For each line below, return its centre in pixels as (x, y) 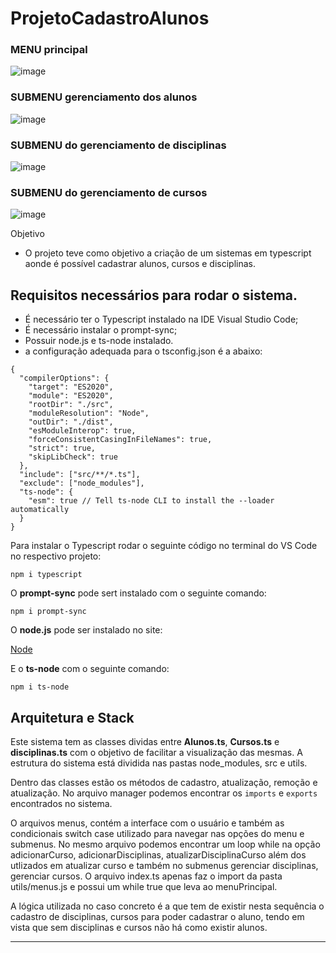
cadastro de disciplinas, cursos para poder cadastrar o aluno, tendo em (157, 916)
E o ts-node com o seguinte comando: (90, 669)
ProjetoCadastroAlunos (110, 18)
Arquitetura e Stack (72, 717)
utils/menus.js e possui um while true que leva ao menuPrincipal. (144, 886)
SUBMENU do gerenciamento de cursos (109, 192)
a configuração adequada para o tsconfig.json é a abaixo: (143, 351)
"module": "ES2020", (71, 396)
